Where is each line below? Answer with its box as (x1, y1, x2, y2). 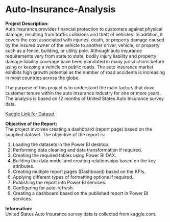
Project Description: (5, 20, 49, 27)
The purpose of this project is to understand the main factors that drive (5, 84, 155, 90)
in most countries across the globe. (5, 75, 80, 81)
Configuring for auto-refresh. (12, 185, 74, 191)
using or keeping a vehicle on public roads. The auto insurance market (5, 64, 154, 70)
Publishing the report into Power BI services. (12, 179, 107, 185)
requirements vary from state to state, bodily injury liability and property (5, 53, 157, 59)
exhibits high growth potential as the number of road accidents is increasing (5, 69, 165, 75)
